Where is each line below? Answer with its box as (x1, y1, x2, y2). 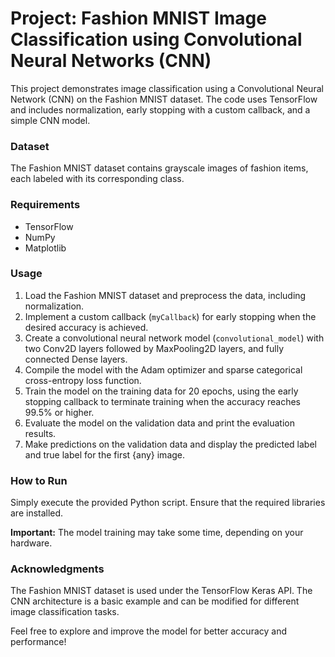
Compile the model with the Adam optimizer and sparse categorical (24, 363, 303, 376)
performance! (10, 636, 67, 648)
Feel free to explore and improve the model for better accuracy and (10, 625, 288, 637)
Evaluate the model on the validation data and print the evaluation (24, 417, 295, 429)
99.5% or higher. (24, 406, 95, 418)
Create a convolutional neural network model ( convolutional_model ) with (24, 332, 325, 344)
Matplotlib (24, 242, 67, 254)
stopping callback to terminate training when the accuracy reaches (24, 395, 301, 407)
